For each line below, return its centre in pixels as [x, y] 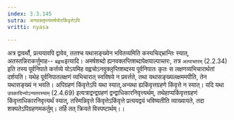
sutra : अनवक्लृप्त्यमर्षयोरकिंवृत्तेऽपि [43, 20]
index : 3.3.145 [30, 14]
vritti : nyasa [28, 27]
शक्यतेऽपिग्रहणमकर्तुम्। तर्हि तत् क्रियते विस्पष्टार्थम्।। [66, 109]
